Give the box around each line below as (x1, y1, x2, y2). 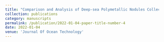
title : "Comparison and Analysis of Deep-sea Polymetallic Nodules (5, 7, 145, 12)
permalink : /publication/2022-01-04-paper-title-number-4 (5, 20, 125, 26)
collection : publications (5, 12, 58, 16)
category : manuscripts (5, 16, 51, 21)
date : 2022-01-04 (5, 25, 41, 30)
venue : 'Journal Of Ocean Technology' (5, 29, 84, 34)
